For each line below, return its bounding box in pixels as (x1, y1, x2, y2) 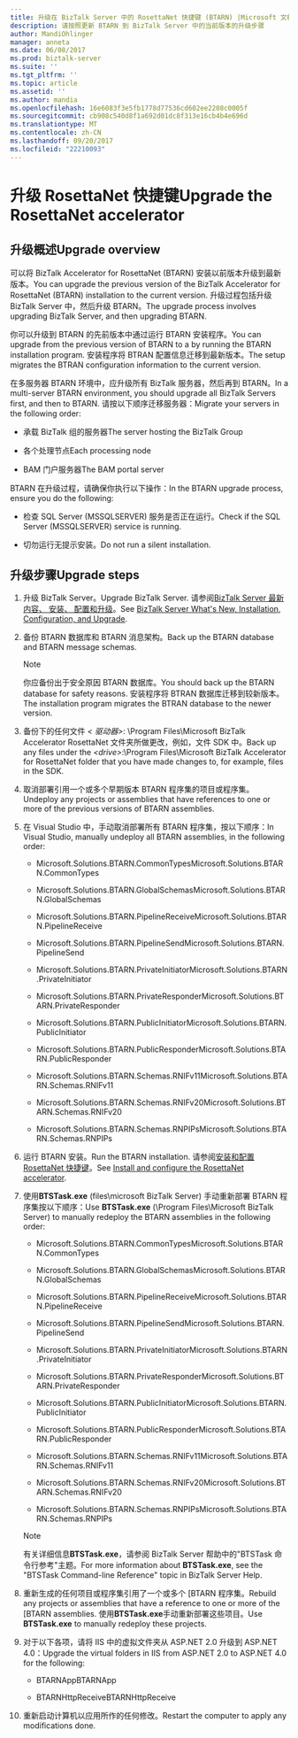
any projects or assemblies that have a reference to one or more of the (22, 1598, 281, 1609)
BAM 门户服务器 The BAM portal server (22, 464, 164, 475)
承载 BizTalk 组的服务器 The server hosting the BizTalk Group (22, 426, 244, 436)
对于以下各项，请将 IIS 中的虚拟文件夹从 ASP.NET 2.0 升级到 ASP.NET (22, 1637, 278, 1648)
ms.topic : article (10, 79, 78, 88)
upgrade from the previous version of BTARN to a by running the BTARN (10, 338, 272, 350)
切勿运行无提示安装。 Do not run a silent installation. (22, 539, 211, 550)
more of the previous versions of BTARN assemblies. (22, 803, 215, 815)
